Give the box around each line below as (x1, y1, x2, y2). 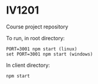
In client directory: (6, 62, 50, 69)
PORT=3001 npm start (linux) (6, 46, 77, 52)
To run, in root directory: (6, 34, 65, 41)
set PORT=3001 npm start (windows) (6, 51, 93, 57)
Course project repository (6, 23, 69, 30)
